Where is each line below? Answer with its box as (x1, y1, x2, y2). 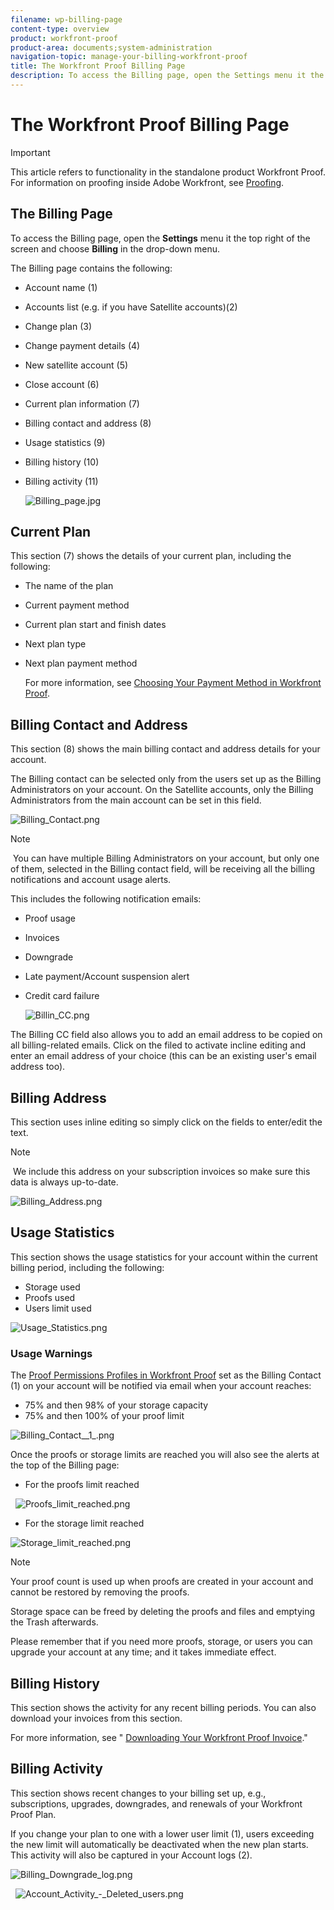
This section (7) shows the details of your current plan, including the (10, 550, 292, 562)
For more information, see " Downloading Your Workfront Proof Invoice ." (10, 1731, 308, 1743)
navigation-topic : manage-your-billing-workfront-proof (10, 52, 248, 62)
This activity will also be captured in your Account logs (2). (10, 1849, 253, 1861)
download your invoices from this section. (10, 1712, 183, 1724)
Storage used (24, 1281, 81, 1293)
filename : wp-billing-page (10, 14, 123, 25)
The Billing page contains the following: (10, 262, 173, 274)
